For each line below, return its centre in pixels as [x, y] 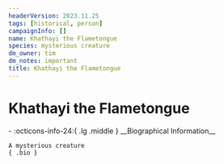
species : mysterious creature [59, 46]
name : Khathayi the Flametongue [63, 38]
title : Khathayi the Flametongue [65, 69]
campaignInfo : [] [38, 31]
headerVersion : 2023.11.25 [54, 16]
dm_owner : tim [32, 53]
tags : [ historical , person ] [56, 23]
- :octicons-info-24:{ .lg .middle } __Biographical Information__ [112, 131]
